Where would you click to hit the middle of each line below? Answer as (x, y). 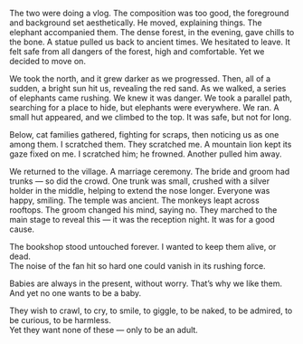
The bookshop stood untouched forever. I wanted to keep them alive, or (143, 247)
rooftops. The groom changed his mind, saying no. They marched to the (143, 210)
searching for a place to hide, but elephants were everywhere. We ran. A (144, 107)
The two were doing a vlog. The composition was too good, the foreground (149, 13)
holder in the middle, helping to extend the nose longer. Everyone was (140, 191)
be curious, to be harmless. (60, 320)
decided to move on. (47, 61)
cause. (22, 229)
